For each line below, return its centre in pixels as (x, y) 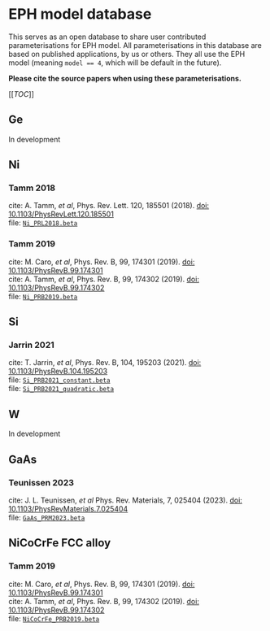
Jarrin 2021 (31, 345)
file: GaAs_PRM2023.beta (47, 517)
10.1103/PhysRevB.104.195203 (58, 372)
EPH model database (80, 14)
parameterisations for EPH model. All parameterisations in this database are (135, 45)
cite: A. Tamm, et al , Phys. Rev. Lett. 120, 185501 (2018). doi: (109, 206)
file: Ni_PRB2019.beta (43, 296)
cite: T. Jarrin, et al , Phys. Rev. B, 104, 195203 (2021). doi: (105, 363)
